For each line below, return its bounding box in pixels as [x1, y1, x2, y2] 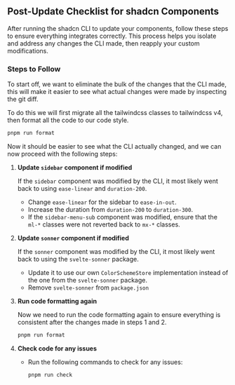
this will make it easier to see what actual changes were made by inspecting [7, 88, 227, 96]
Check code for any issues [17, 344, 97, 353]
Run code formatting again [17, 297, 97, 305]
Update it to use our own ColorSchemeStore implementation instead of [27, 268, 229, 276]
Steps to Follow [7, 64, 61, 74]
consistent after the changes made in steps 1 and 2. [17, 318, 167, 326]
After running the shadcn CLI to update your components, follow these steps [7, 24, 229, 32]
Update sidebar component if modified [17, 163, 133, 171]
